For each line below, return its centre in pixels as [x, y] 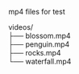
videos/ [21, 27]
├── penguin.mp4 [39, 44]
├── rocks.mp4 [35, 53]
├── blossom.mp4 [39, 36]
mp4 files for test [37, 12]
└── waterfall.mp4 [40, 61]
